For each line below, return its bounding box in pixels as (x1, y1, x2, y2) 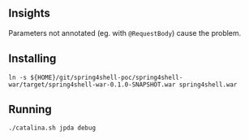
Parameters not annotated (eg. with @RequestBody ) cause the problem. (8, 28, 242, 37)
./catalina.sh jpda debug (8, 124, 96, 133)
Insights (8, 7, 51, 20)
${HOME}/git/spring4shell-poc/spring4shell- (29, 73, 183, 81)
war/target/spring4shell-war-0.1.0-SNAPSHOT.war (8, 81, 176, 89)
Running (8, 103, 53, 116)
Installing (8, 52, 57, 66)
